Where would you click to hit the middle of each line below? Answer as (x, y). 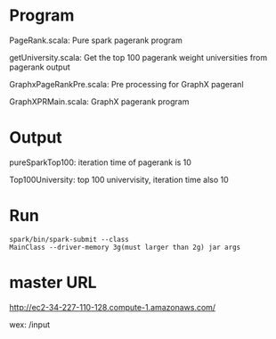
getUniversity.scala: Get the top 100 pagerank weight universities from (138, 57)
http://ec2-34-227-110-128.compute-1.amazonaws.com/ (113, 307)
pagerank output (40, 67)
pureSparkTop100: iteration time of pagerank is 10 (100, 162)
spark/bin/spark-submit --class (69, 239)
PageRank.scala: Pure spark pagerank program (96, 40)
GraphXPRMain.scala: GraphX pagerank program (99, 101)
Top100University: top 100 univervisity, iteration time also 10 (119, 179)
